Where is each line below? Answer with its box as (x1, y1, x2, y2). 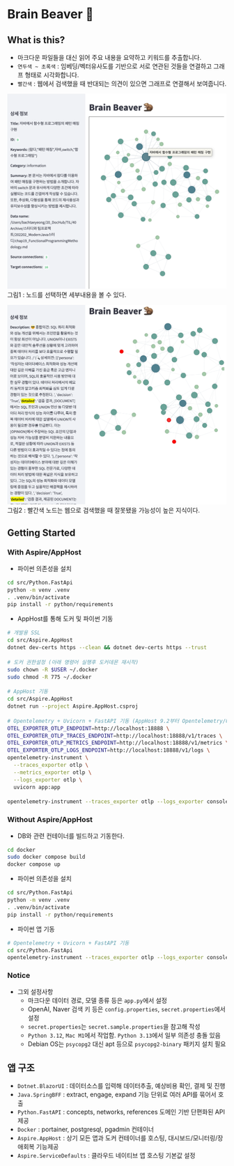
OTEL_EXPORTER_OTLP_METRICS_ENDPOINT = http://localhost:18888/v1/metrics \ (7, 740, 229, 747)
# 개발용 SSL (7, 630, 40, 637)
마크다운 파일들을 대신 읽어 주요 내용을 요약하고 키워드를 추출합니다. (17, 54, 202, 61)
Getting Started (7, 527, 76, 538)
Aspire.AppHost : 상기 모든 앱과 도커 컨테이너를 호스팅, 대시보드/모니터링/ (17, 1134, 218, 1142)
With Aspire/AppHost (7, 547, 81, 557)
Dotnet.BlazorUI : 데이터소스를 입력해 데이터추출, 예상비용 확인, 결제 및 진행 (17, 1082, 226, 1090)
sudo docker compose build (7, 853, 86, 861)
